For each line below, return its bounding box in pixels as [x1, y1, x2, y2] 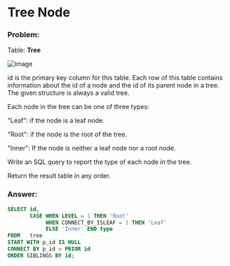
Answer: [7, 190, 38, 200]
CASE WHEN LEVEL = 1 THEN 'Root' [29, 212, 130, 220]
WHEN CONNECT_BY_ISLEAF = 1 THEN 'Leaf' [45, 219, 167, 226]
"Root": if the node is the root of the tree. [7, 130, 127, 139]
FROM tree [7, 232, 43, 240]
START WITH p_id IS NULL [7, 239, 81, 246]
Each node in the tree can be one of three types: [7, 103, 150, 111]
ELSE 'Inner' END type [45, 225, 113, 232]
